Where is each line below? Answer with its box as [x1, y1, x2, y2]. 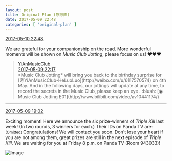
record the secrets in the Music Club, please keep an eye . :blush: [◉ [17, 88, 163, 95]
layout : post [5, 7, 33, 13]
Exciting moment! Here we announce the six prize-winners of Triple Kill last [5, 118, 164, 124]
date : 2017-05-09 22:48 [5, 17, 56, 22]
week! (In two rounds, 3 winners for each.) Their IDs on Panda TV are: [5, 124, 153, 130]
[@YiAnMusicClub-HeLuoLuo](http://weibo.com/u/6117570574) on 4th [17, 77, 166, 83]
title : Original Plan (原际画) [5, 12, 70, 17]
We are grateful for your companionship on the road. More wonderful [5, 45, 151, 52]
